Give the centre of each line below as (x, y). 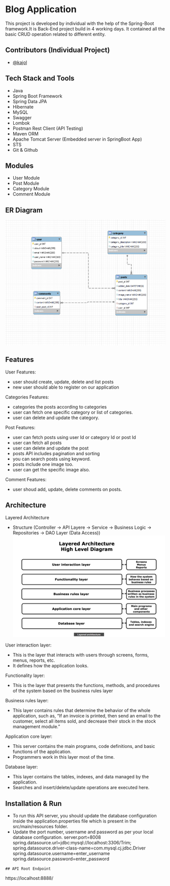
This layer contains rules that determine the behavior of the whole (81, 710)
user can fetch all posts (37, 442)
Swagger (22, 117)
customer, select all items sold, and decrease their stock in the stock (84, 721)
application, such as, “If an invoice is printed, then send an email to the (87, 716)
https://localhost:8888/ (29, 878)
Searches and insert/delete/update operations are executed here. (81, 788)
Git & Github (25, 150)
